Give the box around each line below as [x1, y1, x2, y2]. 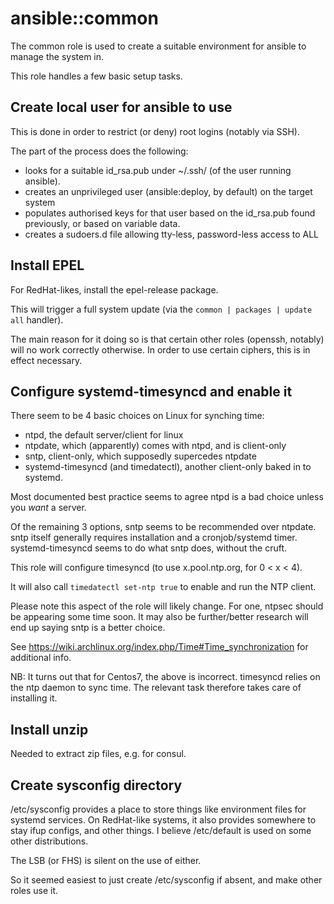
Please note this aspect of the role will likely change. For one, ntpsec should [10, 600, 324, 612]
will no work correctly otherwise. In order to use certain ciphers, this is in [10, 343, 311, 356]
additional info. [10, 652, 72, 664]
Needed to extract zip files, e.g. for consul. [10, 748, 187, 760]
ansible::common [10, 7, 159, 30]
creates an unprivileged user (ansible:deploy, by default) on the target [24, 185, 313, 197]
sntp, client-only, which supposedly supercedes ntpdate [24, 450, 257, 462]
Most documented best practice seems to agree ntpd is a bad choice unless [10, 491, 324, 503]
